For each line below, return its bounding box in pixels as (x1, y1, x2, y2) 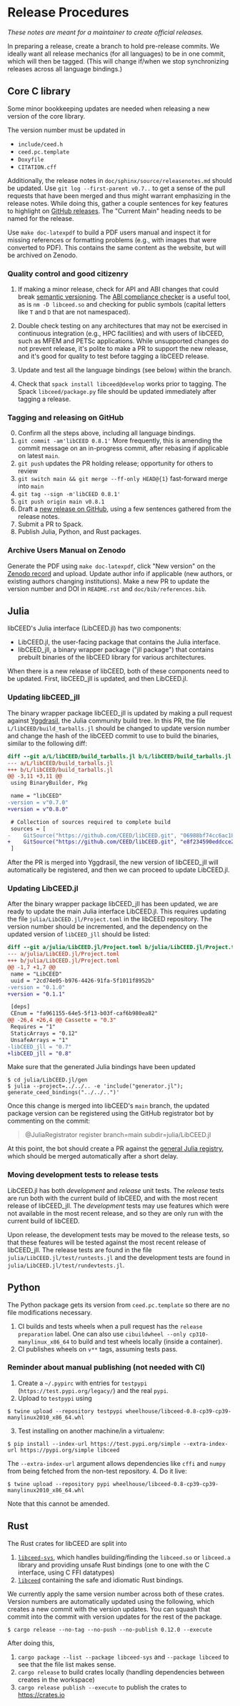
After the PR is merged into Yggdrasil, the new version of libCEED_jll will (7, 858, 219, 867)
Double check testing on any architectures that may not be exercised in (17, 322, 228, 330)
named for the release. (7, 214, 74, 222)
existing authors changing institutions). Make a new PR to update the (7, 577, 210, 585)
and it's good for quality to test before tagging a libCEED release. (17, 352, 209, 361)
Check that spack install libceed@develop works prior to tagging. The (17, 380, 227, 388)
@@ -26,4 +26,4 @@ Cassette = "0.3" (7, 1016, 116, 1024)
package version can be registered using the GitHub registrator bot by (7, 1109, 214, 1118)
